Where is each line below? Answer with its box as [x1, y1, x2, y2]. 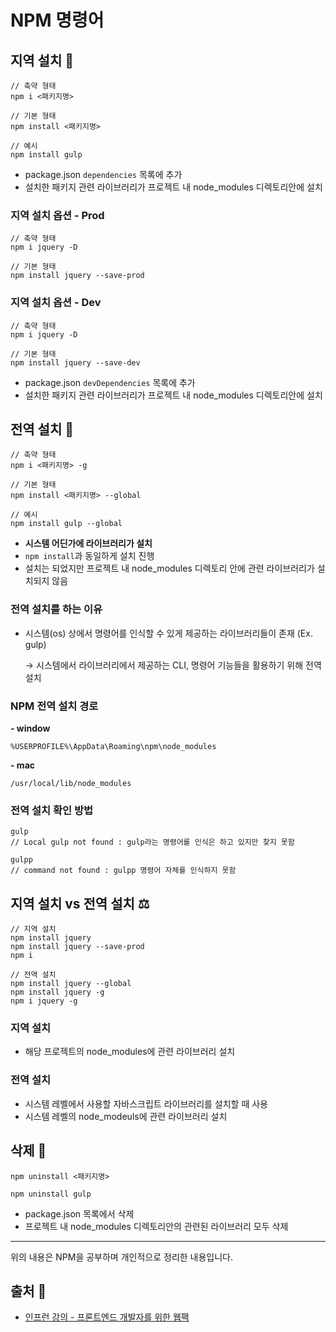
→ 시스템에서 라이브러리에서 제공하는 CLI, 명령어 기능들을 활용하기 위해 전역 [24, 659, 322, 671]
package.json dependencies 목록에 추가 [24, 169, 183, 180]
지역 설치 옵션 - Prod [10, 208, 105, 222]
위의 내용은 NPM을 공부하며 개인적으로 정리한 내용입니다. [10, 1251, 234, 1263]
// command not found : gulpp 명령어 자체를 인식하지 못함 [10, 866, 237, 876]
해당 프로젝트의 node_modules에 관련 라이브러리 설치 [24, 1046, 236, 1058]
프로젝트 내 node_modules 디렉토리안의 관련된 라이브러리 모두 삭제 [24, 1220, 289, 1232]
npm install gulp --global [10, 519, 123, 529]
